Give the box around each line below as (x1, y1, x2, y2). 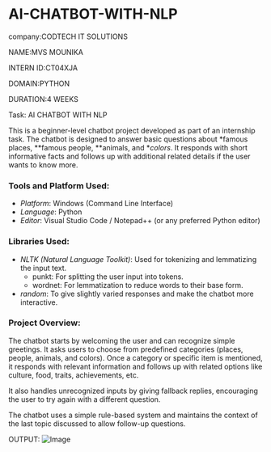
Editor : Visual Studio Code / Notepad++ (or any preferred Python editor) (19, 216, 260, 226)
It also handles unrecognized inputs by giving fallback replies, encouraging (8, 386, 259, 395)
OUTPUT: (8, 434, 40, 444)
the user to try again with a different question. (8, 394, 161, 404)
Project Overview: (8, 317, 81, 328)
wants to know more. (8, 159, 78, 170)
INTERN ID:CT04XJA (8, 62, 78, 73)
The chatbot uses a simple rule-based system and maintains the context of (8, 410, 259, 420)
